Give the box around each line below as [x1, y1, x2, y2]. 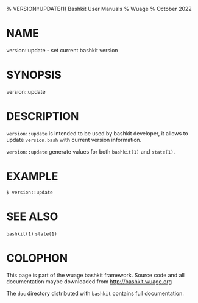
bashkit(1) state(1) [6, 231, 57, 237]
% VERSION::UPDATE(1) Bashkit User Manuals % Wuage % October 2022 [6, 5, 192, 12]
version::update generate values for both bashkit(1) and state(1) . [6, 148, 175, 155]
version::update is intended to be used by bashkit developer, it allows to [6, 129, 188, 137]
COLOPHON [6, 251, 68, 265]
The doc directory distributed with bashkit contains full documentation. [6, 290, 185, 297]
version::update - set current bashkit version [6, 46, 118, 54]
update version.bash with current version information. [6, 136, 142, 143]
